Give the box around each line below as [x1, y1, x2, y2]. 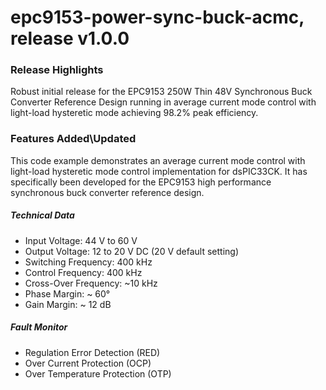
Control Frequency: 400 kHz [24, 266, 143, 278]
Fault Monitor [10, 321, 68, 333]
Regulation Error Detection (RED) [24, 346, 161, 358]
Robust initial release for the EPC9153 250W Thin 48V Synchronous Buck [10, 86, 313, 98]
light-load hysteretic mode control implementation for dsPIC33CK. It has [10, 165, 308, 177]
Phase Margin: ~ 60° [24, 287, 111, 300]
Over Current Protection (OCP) [24, 357, 152, 369]
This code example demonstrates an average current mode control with [10, 154, 306, 166]
